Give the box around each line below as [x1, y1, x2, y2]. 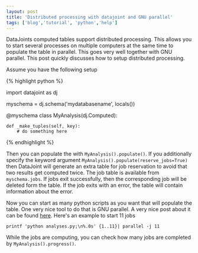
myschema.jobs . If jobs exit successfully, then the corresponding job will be [6, 176, 187, 183]
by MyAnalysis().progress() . [6, 240, 76, 247]
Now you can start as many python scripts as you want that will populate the [6, 199, 192, 207]
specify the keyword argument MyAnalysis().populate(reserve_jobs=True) [6, 157, 188, 164]
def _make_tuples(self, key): [6, 124, 81, 129]
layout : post [6, 8, 38, 15]
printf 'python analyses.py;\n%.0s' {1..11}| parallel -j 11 [6, 223, 160, 229]
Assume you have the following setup [6, 66, 98, 73]
